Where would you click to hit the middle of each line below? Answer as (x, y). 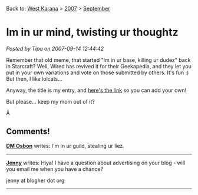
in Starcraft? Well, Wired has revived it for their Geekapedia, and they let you (99, 66)
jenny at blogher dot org (35, 180)
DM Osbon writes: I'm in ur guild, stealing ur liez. (65, 146)
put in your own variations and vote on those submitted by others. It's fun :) (98, 72)
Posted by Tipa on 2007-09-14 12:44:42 (55, 48)
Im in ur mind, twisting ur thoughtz (92, 32)
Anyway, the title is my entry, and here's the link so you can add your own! (96, 90)
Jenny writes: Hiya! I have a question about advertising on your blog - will (96, 163)
